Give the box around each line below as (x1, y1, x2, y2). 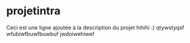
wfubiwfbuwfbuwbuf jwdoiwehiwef (6, 30, 95, 37)
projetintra (6, 4, 61, 18)
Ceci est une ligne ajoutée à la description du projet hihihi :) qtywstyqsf (6, 24, 185, 31)
